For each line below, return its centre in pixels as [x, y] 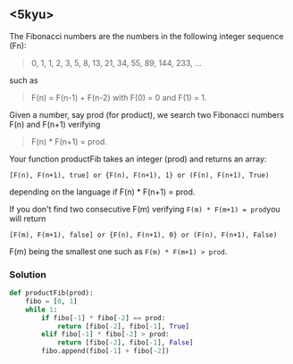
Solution [28, 274]
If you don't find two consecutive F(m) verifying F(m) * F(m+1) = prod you [145, 209]
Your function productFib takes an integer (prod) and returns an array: [138, 159]
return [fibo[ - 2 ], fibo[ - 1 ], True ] [123, 326]
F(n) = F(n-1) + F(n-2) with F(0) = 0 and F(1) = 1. [119, 97]
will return [28, 219]
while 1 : [42, 310]
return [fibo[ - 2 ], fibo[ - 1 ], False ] [125, 343]
